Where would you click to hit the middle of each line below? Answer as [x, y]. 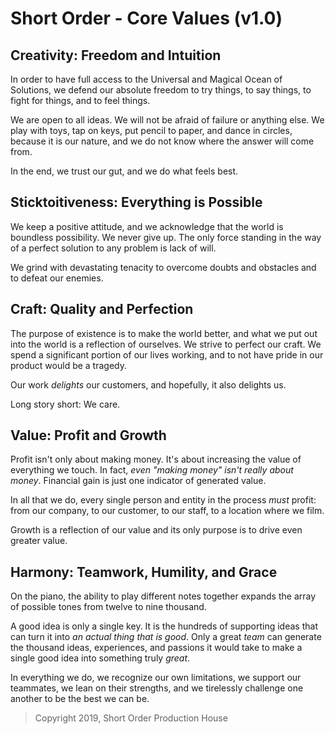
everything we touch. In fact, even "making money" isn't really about [152, 470]
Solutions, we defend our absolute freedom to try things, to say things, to [161, 90]
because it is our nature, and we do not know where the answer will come [162, 141]
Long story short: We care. [65, 404]
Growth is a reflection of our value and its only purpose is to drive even [156, 530]
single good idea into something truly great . [100, 658]
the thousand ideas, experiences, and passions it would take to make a [156, 648]
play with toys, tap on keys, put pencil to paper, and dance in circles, [151, 130]
